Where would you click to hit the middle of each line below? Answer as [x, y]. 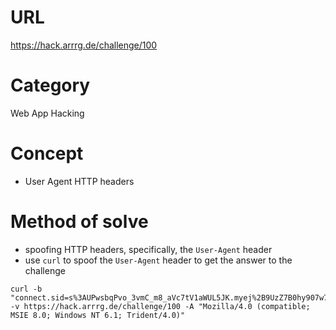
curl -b [26, 289]
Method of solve [79, 222]
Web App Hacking [47, 113]
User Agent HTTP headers [79, 181]
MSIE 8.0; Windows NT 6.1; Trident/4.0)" [98, 315]
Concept [47, 153]
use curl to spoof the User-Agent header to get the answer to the [158, 260]
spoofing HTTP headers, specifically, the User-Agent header [148, 249]
